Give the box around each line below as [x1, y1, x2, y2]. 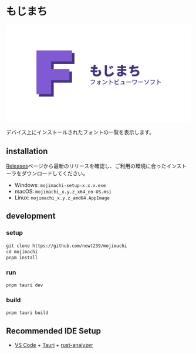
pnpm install [6, 255, 38, 261]
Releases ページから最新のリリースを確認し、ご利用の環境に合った [6, 162, 167, 170]
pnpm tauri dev [6, 282, 43, 288]
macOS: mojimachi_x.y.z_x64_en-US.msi [14, 188, 112, 195]
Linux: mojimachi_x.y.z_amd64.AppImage [14, 194, 110, 201]
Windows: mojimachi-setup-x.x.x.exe [14, 182, 106, 189]
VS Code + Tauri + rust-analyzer [14, 342, 93, 349]
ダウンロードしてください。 [21, 170, 89, 177]
